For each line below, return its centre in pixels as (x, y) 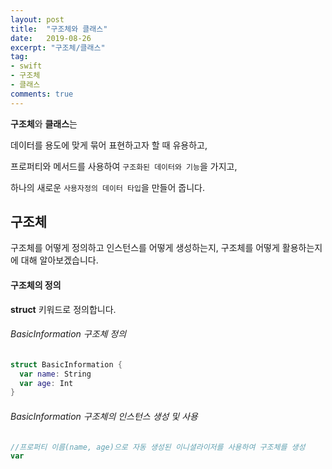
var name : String (55, 374)
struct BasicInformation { (66, 364)
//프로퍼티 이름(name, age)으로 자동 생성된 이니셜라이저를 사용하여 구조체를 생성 (158, 447)
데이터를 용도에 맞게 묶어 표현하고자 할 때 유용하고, (109, 145)
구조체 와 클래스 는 (44, 123)
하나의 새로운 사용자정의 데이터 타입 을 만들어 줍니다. (107, 187)
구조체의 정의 (36, 285)
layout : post (37, 19)
